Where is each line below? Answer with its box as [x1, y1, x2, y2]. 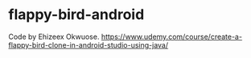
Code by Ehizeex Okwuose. [8, 32, 100, 41]
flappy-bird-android [8, 6, 145, 24]
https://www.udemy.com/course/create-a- [101, 32, 243, 41]
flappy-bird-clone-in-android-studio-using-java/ [8, 40, 169, 49]
